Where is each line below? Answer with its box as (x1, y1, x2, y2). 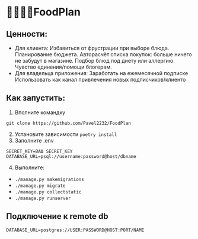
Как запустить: (6, 93, 65, 103)
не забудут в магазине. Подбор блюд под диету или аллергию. (14, 57, 175, 64)
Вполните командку (14, 109, 66, 116)
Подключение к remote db (6, 211, 108, 221)
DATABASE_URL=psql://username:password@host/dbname (6, 153, 136, 159)
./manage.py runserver (14, 195, 71, 201)
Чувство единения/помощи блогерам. (14, 63, 113, 70)
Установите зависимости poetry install (14, 130, 117, 138)
